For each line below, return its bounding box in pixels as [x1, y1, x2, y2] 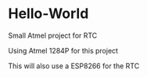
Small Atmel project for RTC [8, 31, 98, 40]
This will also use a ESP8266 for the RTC [8, 60, 140, 71]
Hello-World [8, 5, 89, 23]
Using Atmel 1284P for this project [8, 46, 119, 55]
